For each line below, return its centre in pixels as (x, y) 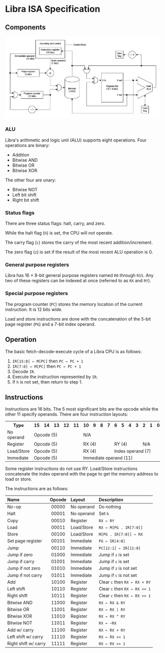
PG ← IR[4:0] (112, 541)
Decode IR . (24, 371)
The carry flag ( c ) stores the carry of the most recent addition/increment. (79, 242)
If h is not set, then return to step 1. (47, 382)
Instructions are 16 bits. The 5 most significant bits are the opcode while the (82, 409)
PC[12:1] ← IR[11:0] (120, 548)
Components (25, 27)
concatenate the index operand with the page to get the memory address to (82, 474)
